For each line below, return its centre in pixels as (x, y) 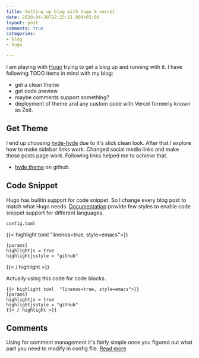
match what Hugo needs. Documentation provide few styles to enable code (99, 206)
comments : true (25, 28)
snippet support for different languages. (55, 213)
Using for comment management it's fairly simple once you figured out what (99, 343)
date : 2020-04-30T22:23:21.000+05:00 (53, 17)
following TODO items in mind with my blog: (60, 73)
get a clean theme (37, 84)
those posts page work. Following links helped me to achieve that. (87, 156)
